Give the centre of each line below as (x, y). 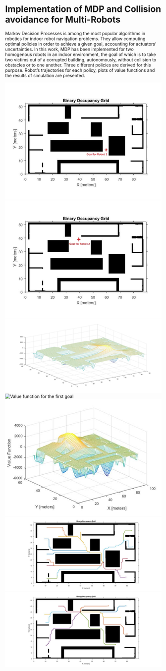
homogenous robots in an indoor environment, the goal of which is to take (81, 54)
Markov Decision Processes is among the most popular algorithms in (75, 33)
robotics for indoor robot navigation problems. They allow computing (75, 39)
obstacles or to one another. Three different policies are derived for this (78, 65)
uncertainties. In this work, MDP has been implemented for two (69, 49)
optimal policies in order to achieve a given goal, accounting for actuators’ (81, 44)
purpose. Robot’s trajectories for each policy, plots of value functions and (80, 70)
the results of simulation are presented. (45, 75)
